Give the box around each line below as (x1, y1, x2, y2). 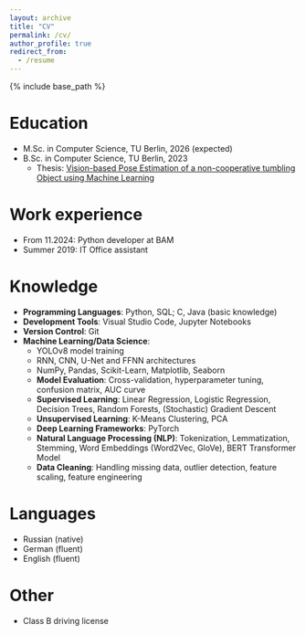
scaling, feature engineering (36, 471, 143, 482)
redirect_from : (9, 48, 68, 57)
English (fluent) (22, 553, 80, 564)
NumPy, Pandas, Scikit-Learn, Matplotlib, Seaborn (36, 365, 226, 376)
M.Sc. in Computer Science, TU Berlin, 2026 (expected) (22, 143, 233, 153)
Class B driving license (22, 615, 110, 626)
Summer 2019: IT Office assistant (22, 244, 149, 255)
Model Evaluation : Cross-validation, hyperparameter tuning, (36, 374, 265, 385)
